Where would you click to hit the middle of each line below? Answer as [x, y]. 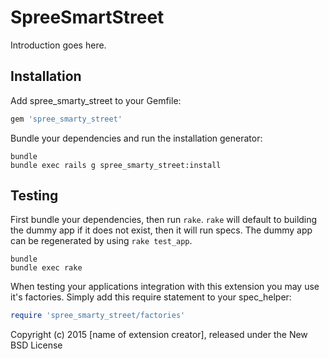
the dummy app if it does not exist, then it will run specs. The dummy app [161, 230]
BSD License [36, 345]
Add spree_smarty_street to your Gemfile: [96, 100]
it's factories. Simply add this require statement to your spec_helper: [151, 297]
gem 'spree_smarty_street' [66, 119]
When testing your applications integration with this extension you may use [165, 287]
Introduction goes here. [58, 45]
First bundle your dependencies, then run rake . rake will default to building [164, 220]
